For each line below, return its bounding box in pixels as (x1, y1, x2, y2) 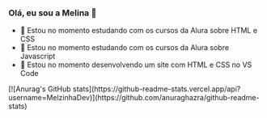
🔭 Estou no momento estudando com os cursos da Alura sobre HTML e (19, 26, 257, 36)
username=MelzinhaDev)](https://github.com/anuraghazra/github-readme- (8, 93, 260, 103)
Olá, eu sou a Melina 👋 (8, 7, 97, 19)
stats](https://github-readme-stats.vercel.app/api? (72, 84, 241, 94)
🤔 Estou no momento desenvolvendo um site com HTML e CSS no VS (19, 60, 252, 70)
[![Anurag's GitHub (8, 84, 71, 94)
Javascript (19, 52, 56, 61)
